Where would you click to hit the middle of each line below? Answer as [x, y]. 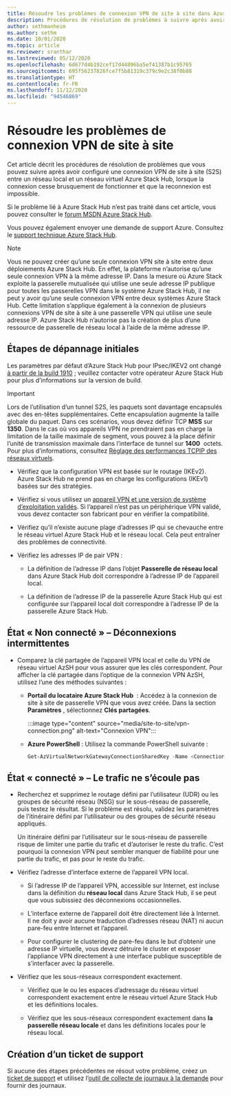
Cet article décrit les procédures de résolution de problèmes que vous [107, 164]
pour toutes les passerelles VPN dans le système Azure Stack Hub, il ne [109, 290]
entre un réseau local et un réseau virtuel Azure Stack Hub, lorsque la [106, 179]
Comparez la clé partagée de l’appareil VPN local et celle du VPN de [114, 660]
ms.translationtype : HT [41, 77]
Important [21, 394]
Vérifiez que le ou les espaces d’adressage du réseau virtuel [113, 990]
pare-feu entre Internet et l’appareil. [78, 928]
